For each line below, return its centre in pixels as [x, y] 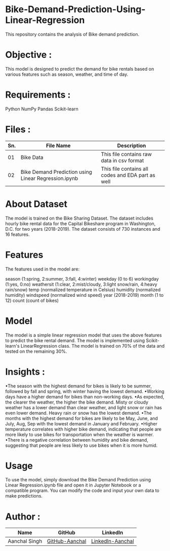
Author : [23, 516]
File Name [58, 145]
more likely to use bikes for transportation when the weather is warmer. [80, 434]
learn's [12, 346]
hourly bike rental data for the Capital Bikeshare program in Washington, [80, 223]
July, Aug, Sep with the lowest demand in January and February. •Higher [81, 423]
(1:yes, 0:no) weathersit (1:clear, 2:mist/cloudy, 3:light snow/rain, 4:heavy [81, 284]
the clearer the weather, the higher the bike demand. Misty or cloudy [77, 402]
